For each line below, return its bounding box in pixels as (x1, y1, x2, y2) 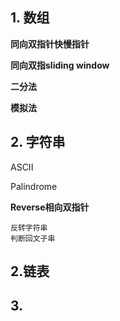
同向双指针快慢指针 (10, 38, 90, 50)
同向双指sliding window (10, 59, 110, 71)
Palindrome (10, 180, 58, 192)
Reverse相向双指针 (10, 201, 90, 213)
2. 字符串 (10, 134, 66, 151)
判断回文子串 (10, 233, 56, 243)
